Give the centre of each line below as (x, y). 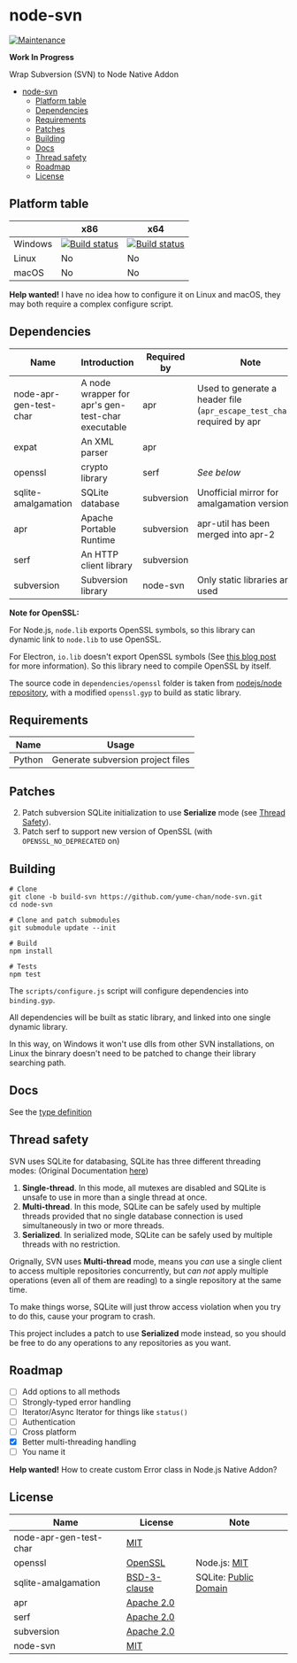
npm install (31, 951)
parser (95, 452)
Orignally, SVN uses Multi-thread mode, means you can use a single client (146, 1261)
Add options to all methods (71, 1392)
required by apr (229, 422)
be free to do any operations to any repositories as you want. (120, 1342)
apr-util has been (234, 523)
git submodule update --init (63, 928)
